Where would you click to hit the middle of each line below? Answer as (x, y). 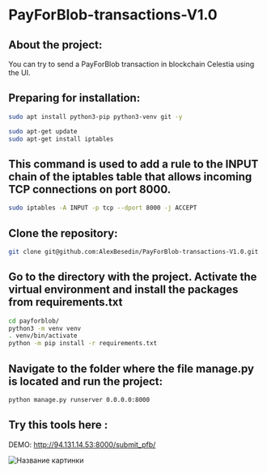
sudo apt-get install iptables (61, 139)
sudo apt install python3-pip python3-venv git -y (95, 116)
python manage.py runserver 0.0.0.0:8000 (79, 399)
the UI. (19, 73)
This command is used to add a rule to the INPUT (133, 164)
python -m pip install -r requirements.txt (83, 344)
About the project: (55, 45)
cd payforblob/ (34, 321)
